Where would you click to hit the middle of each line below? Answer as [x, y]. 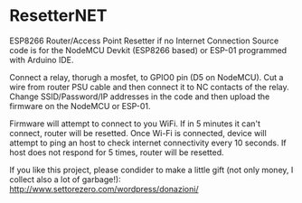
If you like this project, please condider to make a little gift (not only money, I [151, 170]
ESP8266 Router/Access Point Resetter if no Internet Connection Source [144, 41]
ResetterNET [58, 16]
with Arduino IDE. [42, 60]
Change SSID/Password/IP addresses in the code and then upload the [140, 97]
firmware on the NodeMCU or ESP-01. [80, 106]
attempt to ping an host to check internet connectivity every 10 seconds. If [148, 143]
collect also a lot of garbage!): [65, 179]
